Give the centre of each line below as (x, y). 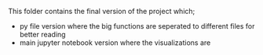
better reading (42, 34)
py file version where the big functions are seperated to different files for (137, 26)
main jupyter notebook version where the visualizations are (115, 43)
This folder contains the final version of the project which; (102, 11)
